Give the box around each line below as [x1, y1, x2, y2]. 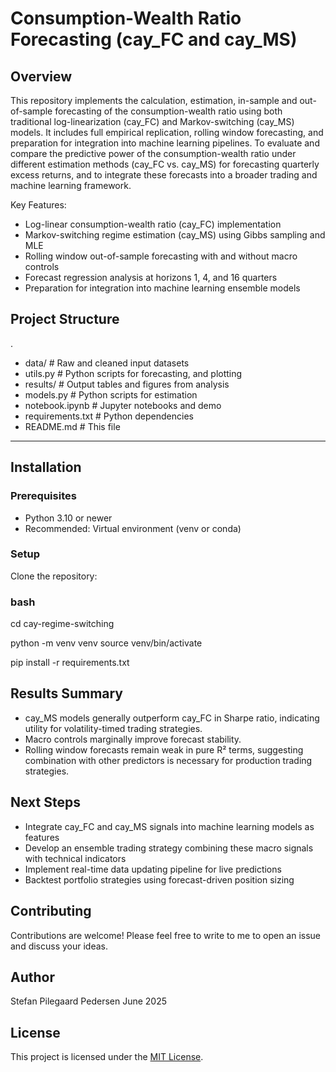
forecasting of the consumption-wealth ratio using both [54, 105, 283, 117]
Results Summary [10, 685, 124, 702]
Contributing [10, 903, 92, 920]
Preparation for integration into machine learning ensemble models [24, 282, 301, 294]
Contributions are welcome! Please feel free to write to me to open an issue [10, 929, 322, 941]
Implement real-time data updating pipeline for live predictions [24, 863, 282, 875]
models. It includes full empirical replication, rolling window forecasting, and [10, 127, 324, 138]
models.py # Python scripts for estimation [24, 388, 198, 401]
